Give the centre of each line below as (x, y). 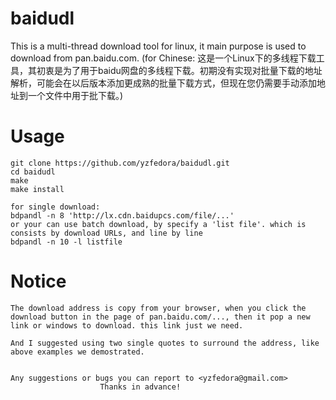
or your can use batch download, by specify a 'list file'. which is (158, 224)
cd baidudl (33, 172)
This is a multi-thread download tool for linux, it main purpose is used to (158, 46)
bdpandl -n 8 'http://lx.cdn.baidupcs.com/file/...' (122, 215)
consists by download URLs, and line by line (106, 233)
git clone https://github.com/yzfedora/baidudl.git (120, 163)
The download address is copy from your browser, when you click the (158, 308)
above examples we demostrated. (77, 352)
